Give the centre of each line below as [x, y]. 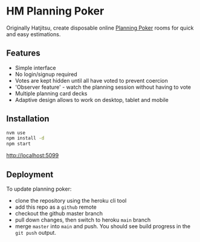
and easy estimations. [34, 34]
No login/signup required [46, 74]
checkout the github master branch [59, 213]
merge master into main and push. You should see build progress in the [103, 226]
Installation [28, 119]
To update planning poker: [39, 189]
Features [23, 53]
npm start [19, 144]
